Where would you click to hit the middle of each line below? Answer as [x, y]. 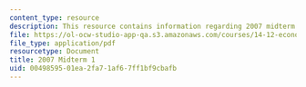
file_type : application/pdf [63, 43]
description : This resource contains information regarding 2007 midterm [153, 26]
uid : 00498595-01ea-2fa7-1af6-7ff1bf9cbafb [93, 69]
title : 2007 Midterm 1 [52, 60]
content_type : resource [55, 18]
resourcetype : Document [55, 52]
